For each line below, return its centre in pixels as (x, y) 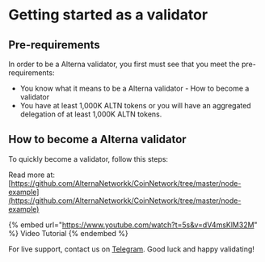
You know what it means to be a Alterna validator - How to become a (135, 88)
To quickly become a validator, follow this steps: (88, 158)
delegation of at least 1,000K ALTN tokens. (91, 114)
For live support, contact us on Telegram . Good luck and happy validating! (131, 249)
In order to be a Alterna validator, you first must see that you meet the (124, 64)
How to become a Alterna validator (98, 139)
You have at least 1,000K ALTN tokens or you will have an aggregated (136, 106)
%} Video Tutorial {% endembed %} (68, 233)
